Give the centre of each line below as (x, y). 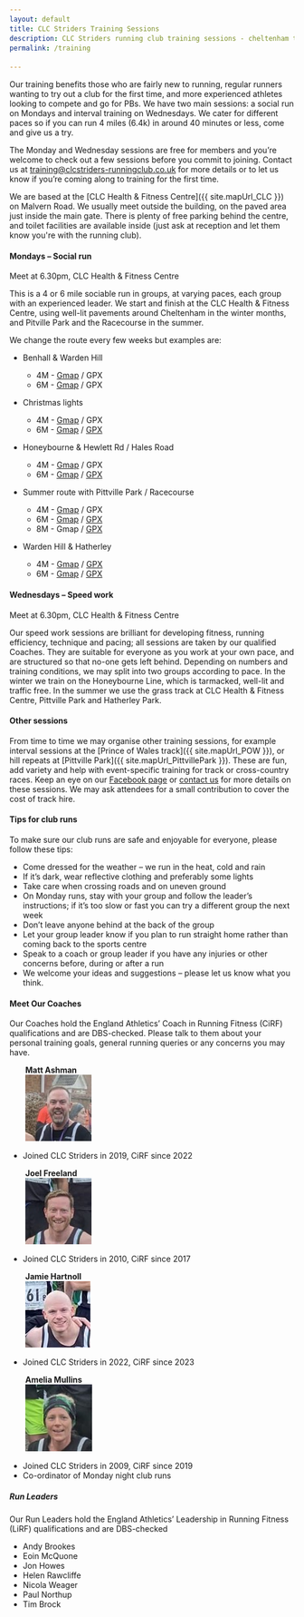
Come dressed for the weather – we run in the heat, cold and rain (144, 867)
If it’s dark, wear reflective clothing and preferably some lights (138, 877)
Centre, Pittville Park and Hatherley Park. (85, 700)
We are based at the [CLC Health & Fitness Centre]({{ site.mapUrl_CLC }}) (147, 197)
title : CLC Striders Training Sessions (85, 29)
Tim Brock (42, 1604)
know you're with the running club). (76, 235)
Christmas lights (52, 403)
